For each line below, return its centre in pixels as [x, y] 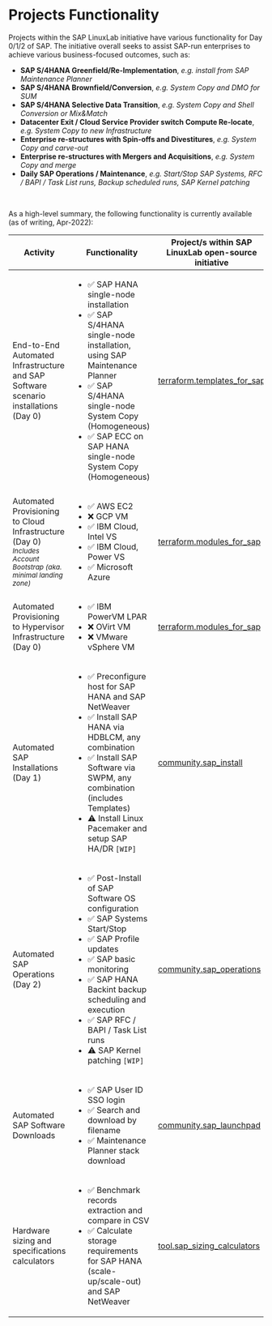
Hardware [31, 1230]
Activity [39, 252]
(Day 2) [27, 984]
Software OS [112, 898]
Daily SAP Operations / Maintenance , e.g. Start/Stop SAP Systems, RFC [141, 173]
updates [103, 948]
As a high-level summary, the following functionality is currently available [130, 213]
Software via [112, 768]
